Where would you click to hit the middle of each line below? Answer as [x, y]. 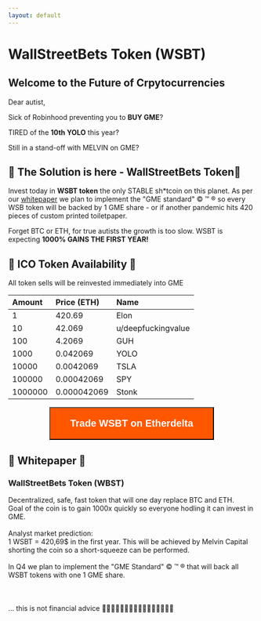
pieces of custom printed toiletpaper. [68, 216]
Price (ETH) [78, 303]
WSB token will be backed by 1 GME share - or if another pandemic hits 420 [130, 208]
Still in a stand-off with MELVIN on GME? [74, 147]
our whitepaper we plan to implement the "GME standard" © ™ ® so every [127, 199]
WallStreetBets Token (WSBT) [107, 54]
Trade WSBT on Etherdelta [132, 423]
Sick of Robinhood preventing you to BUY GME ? [86, 117]
